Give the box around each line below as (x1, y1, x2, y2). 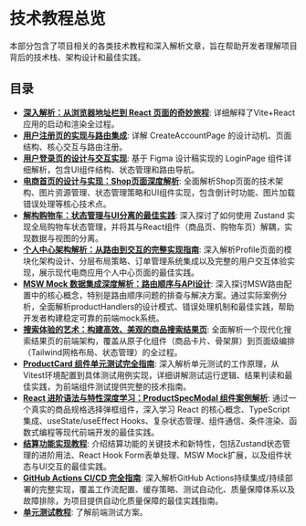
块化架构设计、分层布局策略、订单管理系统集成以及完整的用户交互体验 (22, 255, 288, 266)
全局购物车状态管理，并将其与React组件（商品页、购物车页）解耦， (30, 221, 285, 232)
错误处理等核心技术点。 (22, 198, 111, 209)
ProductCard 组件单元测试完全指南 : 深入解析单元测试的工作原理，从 (22, 358, 280, 369)
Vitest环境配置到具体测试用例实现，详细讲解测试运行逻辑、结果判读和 (22, 369, 285, 380)
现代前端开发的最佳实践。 (62, 426, 160, 437)
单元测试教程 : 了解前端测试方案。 (22, 506, 148, 517)
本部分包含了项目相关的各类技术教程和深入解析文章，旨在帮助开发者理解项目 (9, 40, 298, 51)
